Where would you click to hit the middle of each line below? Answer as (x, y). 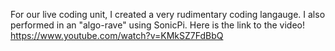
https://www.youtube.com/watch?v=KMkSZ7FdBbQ (117, 35)
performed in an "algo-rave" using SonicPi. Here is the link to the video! (158, 25)
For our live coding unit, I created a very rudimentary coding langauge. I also (168, 14)
